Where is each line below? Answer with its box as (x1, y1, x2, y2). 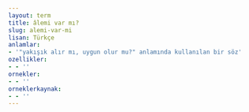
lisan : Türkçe (8, 33, 55, 42)
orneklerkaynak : (8, 84, 62, 93)
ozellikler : (8, 56, 47, 64)
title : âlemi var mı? (8, 19, 80, 27)
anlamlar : (8, 41, 41, 49)
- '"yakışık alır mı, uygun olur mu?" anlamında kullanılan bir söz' (8, 48, 243, 56)
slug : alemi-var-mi (8, 26, 73, 34)
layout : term (8, 11, 51, 20)
